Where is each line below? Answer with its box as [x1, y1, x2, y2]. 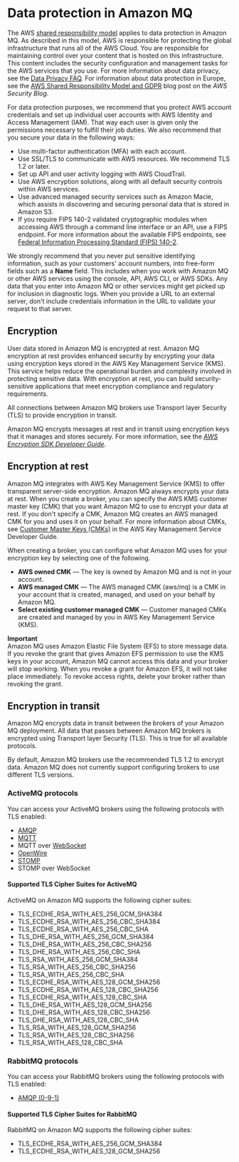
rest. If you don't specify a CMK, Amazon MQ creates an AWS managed [7, 509, 218, 518]
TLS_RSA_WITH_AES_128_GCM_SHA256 [17, 1023, 137, 1032]
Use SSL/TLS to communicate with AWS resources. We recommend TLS [17, 155, 230, 163]
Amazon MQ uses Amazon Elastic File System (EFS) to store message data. [7, 642, 229, 650]
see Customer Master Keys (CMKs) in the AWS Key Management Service [7, 525, 222, 533]
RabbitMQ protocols [7, 1056, 78, 1066]
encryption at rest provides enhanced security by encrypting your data [7, 351, 215, 360]
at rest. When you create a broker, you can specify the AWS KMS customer [7, 494, 228, 503]
